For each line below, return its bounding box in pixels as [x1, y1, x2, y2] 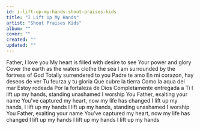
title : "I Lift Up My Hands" [6, 14, 79, 20]
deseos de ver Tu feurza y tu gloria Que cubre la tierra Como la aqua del [6, 77, 185, 85]
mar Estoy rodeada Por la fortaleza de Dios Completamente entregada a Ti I [6, 84, 193, 91]
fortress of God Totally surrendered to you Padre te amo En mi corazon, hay [6, 71, 194, 79]
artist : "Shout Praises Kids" [6, 20, 82, 26]
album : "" [6, 25, 31, 32]
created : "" [6, 37, 36, 43]
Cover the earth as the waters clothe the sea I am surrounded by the [6, 65, 175, 72]
